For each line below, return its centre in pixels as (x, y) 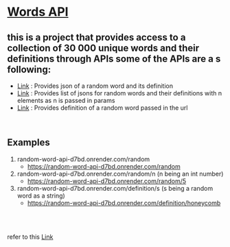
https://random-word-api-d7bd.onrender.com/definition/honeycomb (124, 202)
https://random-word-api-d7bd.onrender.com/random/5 (107, 181)
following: (29, 69)
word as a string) (41, 196)
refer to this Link (30, 237)
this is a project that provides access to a (96, 37)
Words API (38, 12)
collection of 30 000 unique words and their (103, 48)
